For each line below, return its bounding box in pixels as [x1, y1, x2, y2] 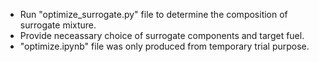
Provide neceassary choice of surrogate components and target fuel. [19, 30, 305, 41]
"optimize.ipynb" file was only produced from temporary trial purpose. [19, 40, 310, 52]
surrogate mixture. [19, 19, 97, 31]
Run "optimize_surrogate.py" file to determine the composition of [19, 9, 288, 20]
